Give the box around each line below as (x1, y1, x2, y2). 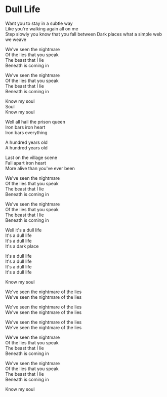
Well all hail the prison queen (5, 118, 66, 125)
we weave (5, 36, 27, 43)
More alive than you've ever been (5, 165, 75, 171)
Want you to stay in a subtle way (5, 20, 73, 26)
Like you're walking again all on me (5, 25, 78, 31)
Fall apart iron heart (5, 160, 47, 166)
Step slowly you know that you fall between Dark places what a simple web (5, 31, 162, 37)
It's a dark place (5, 243, 39, 249)
